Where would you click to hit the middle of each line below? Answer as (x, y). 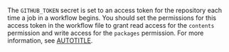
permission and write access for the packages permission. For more (106, 33)
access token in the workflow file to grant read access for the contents (111, 25)
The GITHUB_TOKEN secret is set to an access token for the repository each (115, 10)
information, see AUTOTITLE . (50, 41)
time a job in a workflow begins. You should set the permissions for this (112, 18)
